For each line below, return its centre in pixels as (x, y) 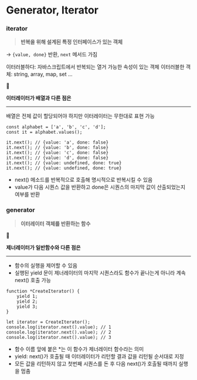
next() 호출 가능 (33, 280)
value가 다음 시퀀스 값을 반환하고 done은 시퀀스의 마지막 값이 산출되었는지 (100, 187)
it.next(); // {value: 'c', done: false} (57, 153)
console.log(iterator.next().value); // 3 (59, 337)
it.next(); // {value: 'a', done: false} (57, 142)
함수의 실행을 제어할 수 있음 (46, 265)
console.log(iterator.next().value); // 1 (59, 327)
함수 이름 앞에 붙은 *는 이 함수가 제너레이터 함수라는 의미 (79, 349)
